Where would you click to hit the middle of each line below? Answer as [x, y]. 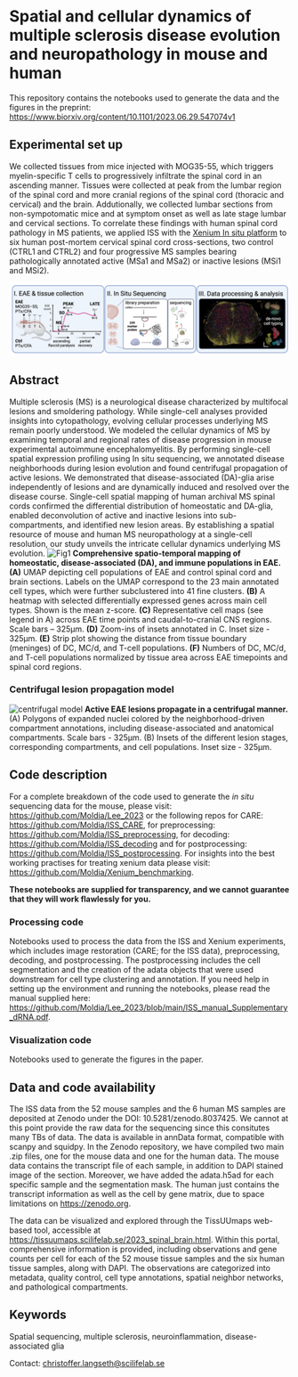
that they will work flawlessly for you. [80, 899]
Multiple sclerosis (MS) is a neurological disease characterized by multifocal [149, 402]
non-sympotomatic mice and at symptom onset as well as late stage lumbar [148, 213]
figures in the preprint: [50, 107]
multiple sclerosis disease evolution [145, 35]
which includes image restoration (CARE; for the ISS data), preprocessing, [145, 950]
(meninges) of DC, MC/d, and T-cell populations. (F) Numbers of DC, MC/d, [148, 648]
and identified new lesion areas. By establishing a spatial [170, 525]
